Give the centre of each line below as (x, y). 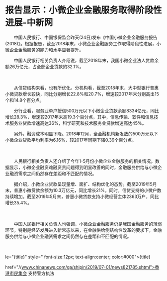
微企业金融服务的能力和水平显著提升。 (44, 50)
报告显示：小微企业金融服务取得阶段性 (84, 10)
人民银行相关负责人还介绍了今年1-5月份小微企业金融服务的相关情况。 (84, 161)
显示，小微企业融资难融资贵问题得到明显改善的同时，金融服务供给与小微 (83, 167)
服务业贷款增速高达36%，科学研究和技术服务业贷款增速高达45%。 (78, 123)
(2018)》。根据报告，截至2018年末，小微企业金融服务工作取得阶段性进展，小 (83, 43)
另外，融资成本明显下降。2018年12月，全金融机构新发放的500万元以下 (86, 134)
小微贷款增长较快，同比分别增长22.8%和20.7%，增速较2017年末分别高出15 (82, 94)
